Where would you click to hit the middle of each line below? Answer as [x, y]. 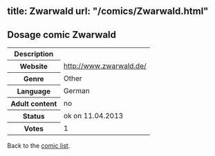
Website [34, 67]
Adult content [34, 104]
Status [34, 116]
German [76, 91]
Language [34, 91]
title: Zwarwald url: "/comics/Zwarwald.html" [108, 11]
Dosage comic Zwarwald [62, 35]
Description [34, 54]
